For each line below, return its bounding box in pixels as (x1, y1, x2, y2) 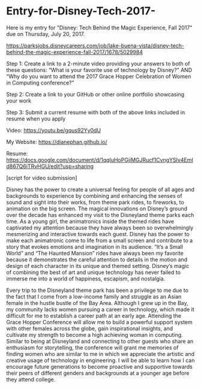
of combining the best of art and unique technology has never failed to (6, 269, 181, 276)
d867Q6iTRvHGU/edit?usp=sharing (6, 162, 94, 170)
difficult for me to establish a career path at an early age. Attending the (6, 312, 182, 319)
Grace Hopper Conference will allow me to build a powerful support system (6, 318, 193, 325)
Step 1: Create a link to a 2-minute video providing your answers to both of (6, 60, 190, 67)
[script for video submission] (6, 174, 77, 181)
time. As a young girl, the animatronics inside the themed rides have (6, 218, 175, 225)
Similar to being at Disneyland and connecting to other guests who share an (6, 337, 194, 345)
